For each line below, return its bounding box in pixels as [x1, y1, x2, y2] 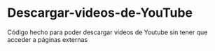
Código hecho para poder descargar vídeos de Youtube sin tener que [7, 28, 208, 36]
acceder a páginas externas [7, 35, 88, 43]
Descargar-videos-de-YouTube [7, 5, 193, 21]
